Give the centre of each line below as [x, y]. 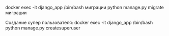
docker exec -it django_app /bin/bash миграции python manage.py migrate [84, 7]
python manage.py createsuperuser [43, 28]
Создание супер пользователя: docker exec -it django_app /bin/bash [79, 23]
